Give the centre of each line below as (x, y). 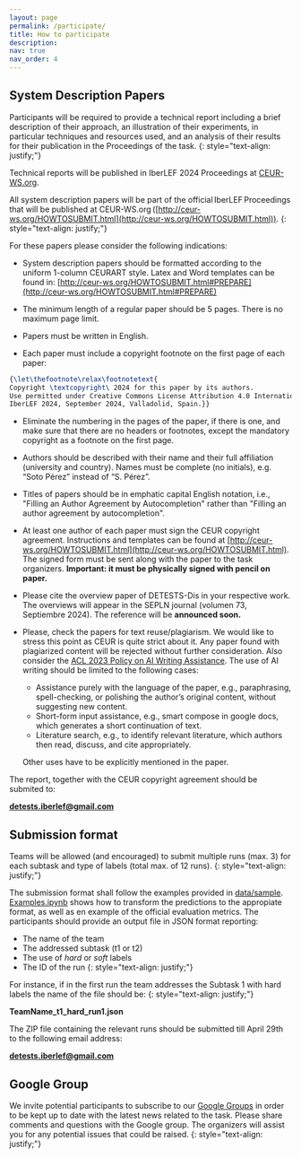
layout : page (34, 17)
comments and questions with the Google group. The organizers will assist (147, 1124)
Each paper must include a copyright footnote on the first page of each (153, 353)
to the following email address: (66, 1039)
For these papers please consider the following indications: (119, 245)
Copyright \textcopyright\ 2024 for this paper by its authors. (132, 387)
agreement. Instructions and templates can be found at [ (126, 540)
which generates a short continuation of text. (119, 726)
